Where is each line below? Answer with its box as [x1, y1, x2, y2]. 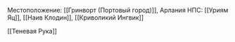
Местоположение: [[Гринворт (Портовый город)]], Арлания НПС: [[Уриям [7, 6, 229, 14]
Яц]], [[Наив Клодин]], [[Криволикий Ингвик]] [7, 13, 144, 22]
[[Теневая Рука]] [7, 27, 58, 35]
